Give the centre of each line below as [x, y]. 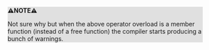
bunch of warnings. [36, 39]
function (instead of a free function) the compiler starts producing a [105, 31]
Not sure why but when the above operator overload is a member [101, 24]
